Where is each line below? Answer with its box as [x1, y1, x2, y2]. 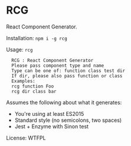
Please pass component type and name [11, 63, 104, 69]
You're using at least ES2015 [14, 110, 84, 117]
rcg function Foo [11, 83, 54, 89]
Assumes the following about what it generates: [6, 99, 122, 106]
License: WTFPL [6, 134, 46, 141]
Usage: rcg [6, 46, 33, 53]
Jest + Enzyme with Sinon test [14, 122, 89, 130]
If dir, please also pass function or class [11, 73, 123, 79]
